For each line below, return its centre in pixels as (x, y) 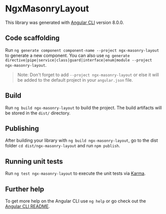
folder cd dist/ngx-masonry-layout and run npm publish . (63, 146)
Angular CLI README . (28, 206)
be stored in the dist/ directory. (38, 113)
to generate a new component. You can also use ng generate (68, 55)
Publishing (22, 128)
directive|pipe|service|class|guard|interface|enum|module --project (79, 60)
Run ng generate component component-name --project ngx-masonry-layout (82, 50)
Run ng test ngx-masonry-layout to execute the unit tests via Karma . (75, 173)
